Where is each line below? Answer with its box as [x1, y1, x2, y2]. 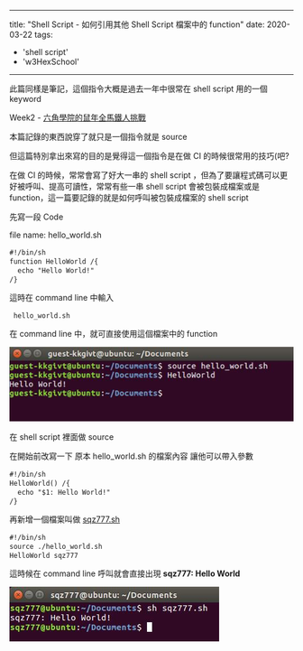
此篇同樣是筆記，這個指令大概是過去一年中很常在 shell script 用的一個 [9, 83, 268, 94]
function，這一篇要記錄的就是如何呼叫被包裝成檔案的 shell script [9, 192, 250, 203]
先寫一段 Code [9, 211, 64, 222]
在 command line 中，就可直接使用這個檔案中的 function [9, 329, 218, 339]
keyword [9, 94, 42, 104]
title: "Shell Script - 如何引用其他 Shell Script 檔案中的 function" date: [9, 19, 265, 30]
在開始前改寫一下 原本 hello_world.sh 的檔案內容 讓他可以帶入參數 [9, 451, 254, 461]
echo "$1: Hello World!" [17, 488, 111, 498]
